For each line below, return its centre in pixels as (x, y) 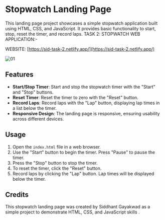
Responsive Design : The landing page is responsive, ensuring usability (86, 113)
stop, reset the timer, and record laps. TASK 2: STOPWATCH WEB (73, 34)
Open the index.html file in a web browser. (57, 146)
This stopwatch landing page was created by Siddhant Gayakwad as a (78, 207)
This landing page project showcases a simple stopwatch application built (81, 23)
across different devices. (38, 119)
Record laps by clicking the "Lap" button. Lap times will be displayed (83, 173)
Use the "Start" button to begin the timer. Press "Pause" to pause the (84, 152)
